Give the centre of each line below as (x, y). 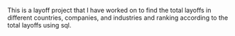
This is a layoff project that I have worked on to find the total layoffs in (109, 10)
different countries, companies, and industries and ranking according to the (118, 18)
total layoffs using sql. (39, 25)
